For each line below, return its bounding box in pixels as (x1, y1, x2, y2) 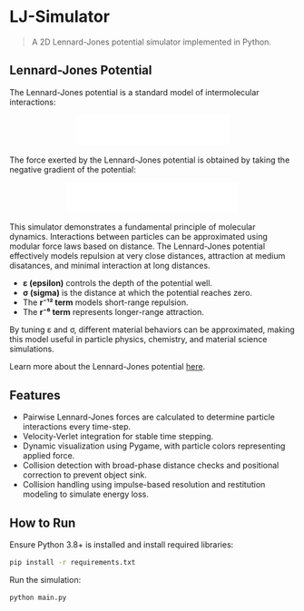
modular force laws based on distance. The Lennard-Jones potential (9, 241, 266, 251)
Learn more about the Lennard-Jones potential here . (9, 361, 206, 372)
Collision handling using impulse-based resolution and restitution (22, 479, 266, 490)
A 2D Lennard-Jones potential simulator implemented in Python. (31, 36, 272, 47)
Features (9, 388, 61, 403)
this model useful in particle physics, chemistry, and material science (9, 334, 268, 345)
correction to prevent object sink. (22, 469, 148, 480)
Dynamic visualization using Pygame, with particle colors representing (22, 440, 286, 451)
